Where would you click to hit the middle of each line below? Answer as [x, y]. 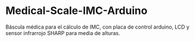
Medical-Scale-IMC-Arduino [77, 11]
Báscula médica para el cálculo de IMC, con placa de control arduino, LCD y [97, 27]
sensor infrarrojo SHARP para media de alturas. [63, 33]
